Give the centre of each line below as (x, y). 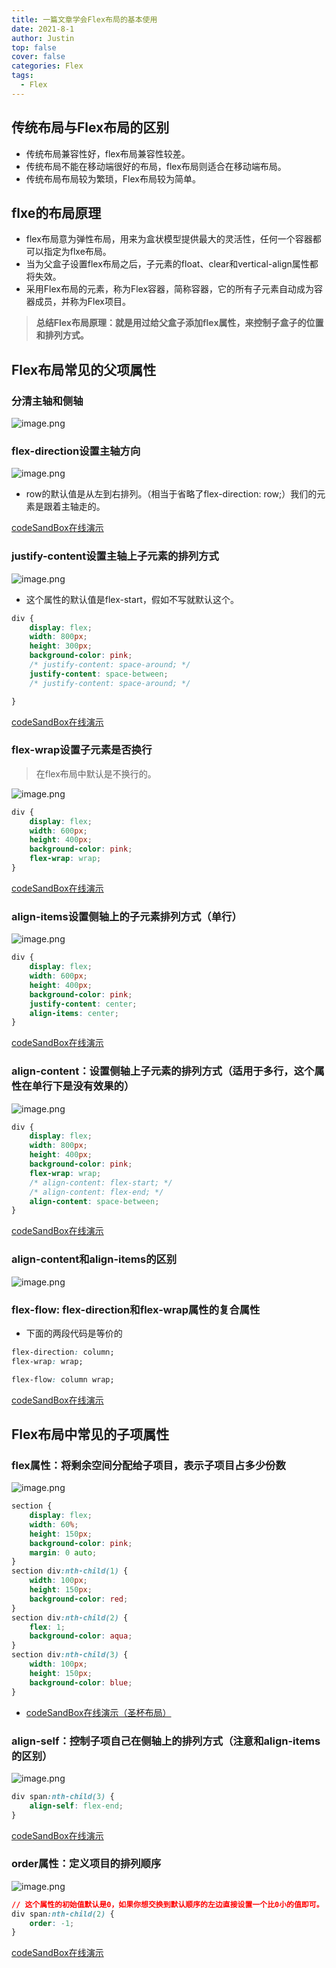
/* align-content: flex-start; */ (101, 1182)
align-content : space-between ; (94, 1201)
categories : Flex (47, 66)
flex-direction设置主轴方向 (76, 451)
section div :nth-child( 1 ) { (70, 1571)
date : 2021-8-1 (43, 29)
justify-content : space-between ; (99, 674)
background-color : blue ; (81, 1682)
